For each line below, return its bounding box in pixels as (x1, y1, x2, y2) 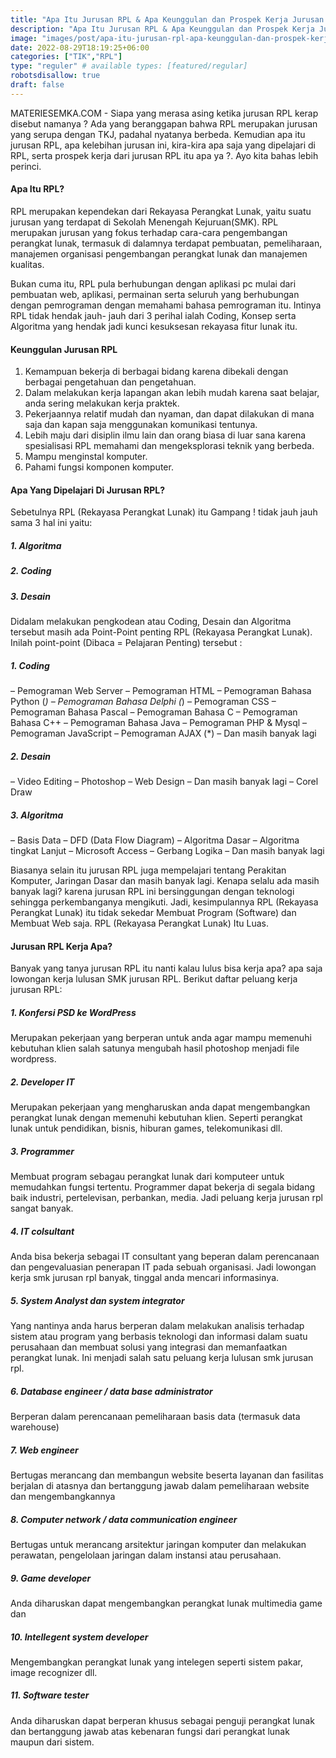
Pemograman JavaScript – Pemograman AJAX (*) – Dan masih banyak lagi (10, 727, 317, 740)
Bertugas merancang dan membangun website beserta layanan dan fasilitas (10, 1469, 324, 1481)
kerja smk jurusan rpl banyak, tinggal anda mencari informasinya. (10, 1272, 280, 1284)
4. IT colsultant (10, 1225, 75, 1237)
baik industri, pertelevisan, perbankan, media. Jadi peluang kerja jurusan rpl (10, 1192, 323, 1204)
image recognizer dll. (10, 1666, 98, 1678)
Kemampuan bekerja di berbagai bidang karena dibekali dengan (24, 366, 289, 378)
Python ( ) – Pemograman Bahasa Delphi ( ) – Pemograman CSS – (10, 696, 277, 708)
